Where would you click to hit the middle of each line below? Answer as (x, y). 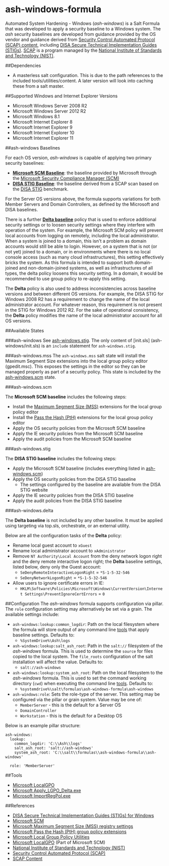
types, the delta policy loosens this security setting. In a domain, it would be (84, 273)
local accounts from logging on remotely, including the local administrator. (82, 235)
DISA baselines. (22, 209)
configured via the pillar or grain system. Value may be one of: (77, 699)
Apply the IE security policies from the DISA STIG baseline (73, 495)
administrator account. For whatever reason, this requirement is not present (84, 305)
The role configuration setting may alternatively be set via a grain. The (79, 609)
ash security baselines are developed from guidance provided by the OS (81, 34)
